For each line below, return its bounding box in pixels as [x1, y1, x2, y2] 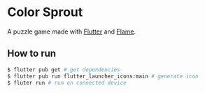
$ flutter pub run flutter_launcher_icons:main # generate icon [7, 73, 199, 80]
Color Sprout [7, 4, 83, 20]
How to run [7, 48, 57, 59]
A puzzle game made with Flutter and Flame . [7, 27, 136, 36]
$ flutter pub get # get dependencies [7, 66, 120, 73]
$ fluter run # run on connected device [7, 79, 127, 86]
